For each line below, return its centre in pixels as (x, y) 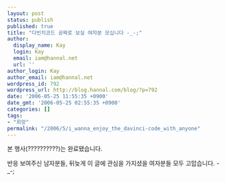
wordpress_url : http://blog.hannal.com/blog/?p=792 (82, 90)
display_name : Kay (40, 45)
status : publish (30, 20)
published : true (30, 26)
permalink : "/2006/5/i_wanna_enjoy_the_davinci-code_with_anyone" (104, 128)
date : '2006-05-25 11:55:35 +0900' (58, 97)
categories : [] (29, 109)
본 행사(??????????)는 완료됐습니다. (55, 149)
